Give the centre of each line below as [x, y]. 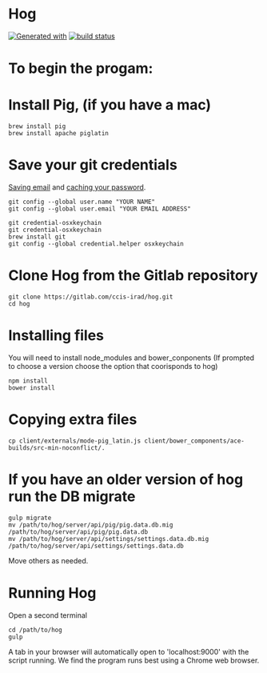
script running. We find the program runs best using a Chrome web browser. [134, 660]
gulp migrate [30, 518]
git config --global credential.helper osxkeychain [96, 244]
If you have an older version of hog [126, 479]
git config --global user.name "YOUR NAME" [82, 202]
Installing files [56, 336]
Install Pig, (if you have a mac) [110, 105]
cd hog [19, 304]
